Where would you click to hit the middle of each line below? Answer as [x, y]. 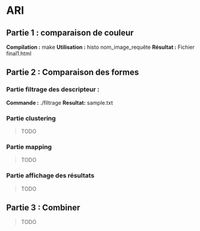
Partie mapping [29, 147]
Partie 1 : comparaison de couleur [70, 33]
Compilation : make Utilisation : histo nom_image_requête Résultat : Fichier [101, 47]
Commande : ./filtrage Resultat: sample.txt [59, 102]
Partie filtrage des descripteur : [53, 90]
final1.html [19, 54]
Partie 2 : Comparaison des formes [73, 72]
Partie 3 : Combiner [43, 207]
